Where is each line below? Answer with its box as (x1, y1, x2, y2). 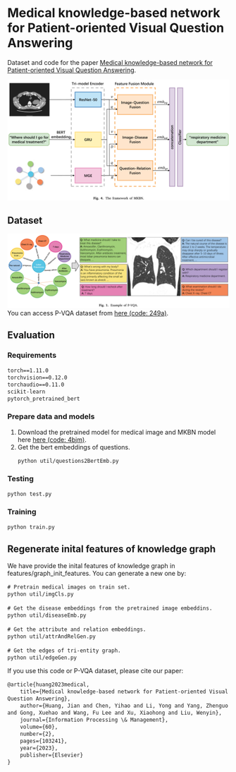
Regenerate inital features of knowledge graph (7, 543, 216, 555)
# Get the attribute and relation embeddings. (7, 626, 147, 633)
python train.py (7, 524, 55, 531)
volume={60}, (20, 723, 58, 731)
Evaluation (7, 330, 55, 342)
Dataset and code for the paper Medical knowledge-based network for (7, 58, 213, 66)
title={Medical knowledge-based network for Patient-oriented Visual (20, 688, 229, 696)
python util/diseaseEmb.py (7, 612, 87, 619)
